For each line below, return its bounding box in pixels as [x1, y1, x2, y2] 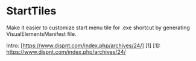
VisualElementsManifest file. [6, 30, 77, 37]
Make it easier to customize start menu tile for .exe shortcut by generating [6, 24, 190, 31]
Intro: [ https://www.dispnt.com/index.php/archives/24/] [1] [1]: [6, 42, 161, 49]
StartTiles [6, 4, 57, 18]
